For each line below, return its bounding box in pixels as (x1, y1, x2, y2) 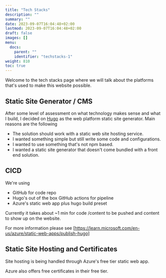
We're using (5, 180, 30, 186)
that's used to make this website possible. (5, 82, 91, 88)
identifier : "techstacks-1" (14, 54, 72, 59)
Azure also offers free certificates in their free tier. (5, 268, 108, 274)
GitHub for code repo (12, 189, 56, 196)
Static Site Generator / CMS (5, 97, 93, 105)
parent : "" (14, 49, 37, 54)
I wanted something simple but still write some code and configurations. (12, 136, 161, 142)
